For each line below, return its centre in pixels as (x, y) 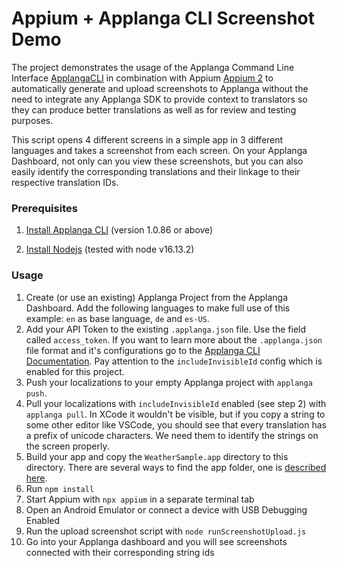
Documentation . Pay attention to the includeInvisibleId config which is (174, 361)
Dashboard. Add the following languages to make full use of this (158, 308)
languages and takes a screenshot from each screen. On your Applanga (159, 150)
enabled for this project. (75, 371)
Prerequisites (44, 208)
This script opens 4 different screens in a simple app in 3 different (147, 139)
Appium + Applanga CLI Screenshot (163, 18)
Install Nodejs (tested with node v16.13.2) (110, 249)
